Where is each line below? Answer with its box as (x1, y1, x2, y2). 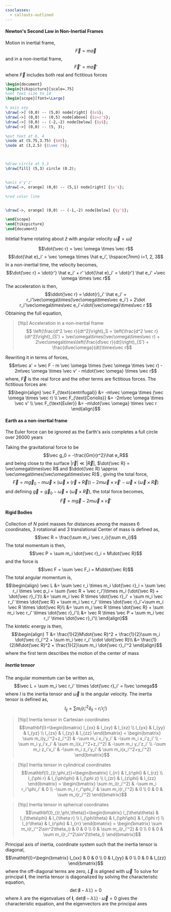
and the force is (5, 558, 38, 565)
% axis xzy (5, 105, 29, 110)
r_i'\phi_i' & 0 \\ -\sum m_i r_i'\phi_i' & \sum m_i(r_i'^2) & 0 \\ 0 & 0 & (21, 786, 163, 792)
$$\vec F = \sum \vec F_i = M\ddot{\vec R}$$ (38, 567, 134, 573)
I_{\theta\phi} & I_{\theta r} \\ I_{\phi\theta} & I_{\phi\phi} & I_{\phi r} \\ (20, 814, 164, 821)
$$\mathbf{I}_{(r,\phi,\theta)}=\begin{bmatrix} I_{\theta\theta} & (25, 809, 159, 816)
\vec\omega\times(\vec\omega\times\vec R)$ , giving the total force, (5, 471, 148, 477)
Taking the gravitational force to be (5, 444, 79, 451)
